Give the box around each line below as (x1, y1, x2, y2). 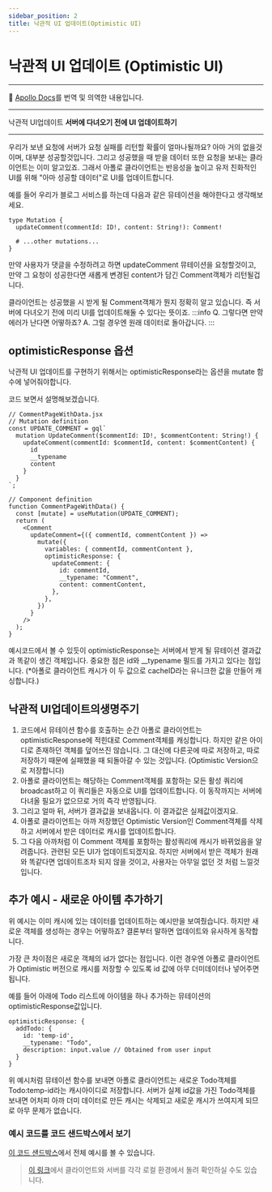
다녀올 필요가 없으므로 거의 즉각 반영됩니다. (19, 796, 157, 806)
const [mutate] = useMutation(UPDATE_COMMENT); (15, 510, 180, 518)
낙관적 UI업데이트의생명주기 (8, 702, 140, 716)
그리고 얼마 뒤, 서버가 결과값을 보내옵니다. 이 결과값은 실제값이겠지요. (19, 806, 239, 816)
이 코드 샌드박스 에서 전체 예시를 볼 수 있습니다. (8, 1148, 155, 1158)
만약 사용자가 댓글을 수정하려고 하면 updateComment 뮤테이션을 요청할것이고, (8, 260, 257, 270)
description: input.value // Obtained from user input (23, 1045, 212, 1054)
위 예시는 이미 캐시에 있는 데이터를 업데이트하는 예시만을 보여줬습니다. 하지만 (8, 915, 251, 925)
